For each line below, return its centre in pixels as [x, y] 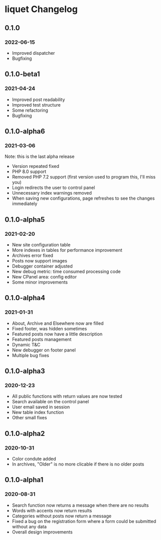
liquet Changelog [41, 9]
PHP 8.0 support [29, 171]
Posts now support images [39, 260]
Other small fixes [29, 418]
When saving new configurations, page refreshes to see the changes [83, 198]
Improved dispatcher [33, 53]
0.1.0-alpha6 [25, 131]
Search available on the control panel [50, 402]
